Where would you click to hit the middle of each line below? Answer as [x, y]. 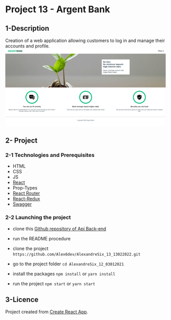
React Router [26, 193]
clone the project [31, 248]
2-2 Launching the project [38, 217]
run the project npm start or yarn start [54, 283]
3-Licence [22, 300]
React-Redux [26, 199]
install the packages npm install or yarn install [64, 273]
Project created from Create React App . [47, 312]
